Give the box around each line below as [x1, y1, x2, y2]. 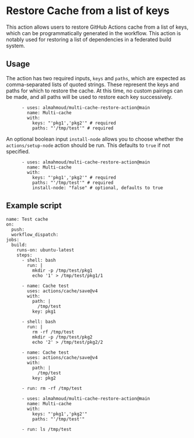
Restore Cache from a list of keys [6, 4, 169, 18]
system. [6, 42, 25, 49]
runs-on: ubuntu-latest [16, 247, 75, 253]
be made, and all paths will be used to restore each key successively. [6, 93, 173, 100]
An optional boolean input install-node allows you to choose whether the [6, 135, 183, 142]
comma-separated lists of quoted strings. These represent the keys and [6, 81, 179, 88]
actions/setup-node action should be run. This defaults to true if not [6, 142, 171, 149]
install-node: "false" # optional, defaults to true [32, 184, 164, 191]
